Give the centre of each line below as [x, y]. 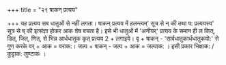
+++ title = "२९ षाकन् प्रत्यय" [43, 10]
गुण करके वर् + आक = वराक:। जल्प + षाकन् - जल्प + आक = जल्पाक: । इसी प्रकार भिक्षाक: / [111, 46]
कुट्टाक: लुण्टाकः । [27, 54]
